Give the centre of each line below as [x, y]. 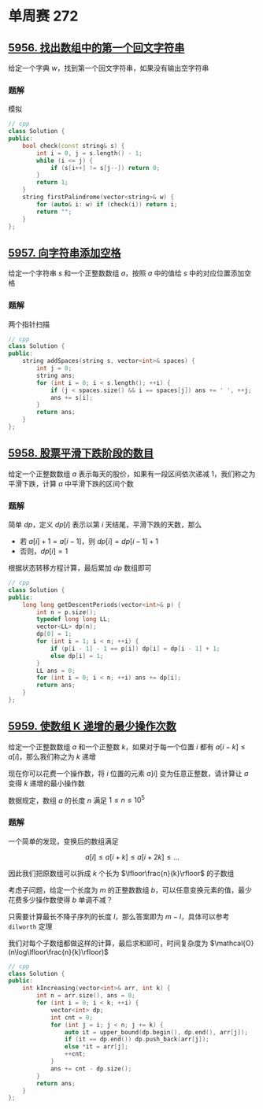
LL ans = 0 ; [56, 671]
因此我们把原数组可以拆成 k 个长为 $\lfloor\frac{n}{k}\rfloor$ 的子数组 [121, 873]
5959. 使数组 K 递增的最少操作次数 [93, 726]
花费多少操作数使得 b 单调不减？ [61, 900]
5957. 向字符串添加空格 [65, 253]
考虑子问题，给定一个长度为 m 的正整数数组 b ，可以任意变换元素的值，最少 [130, 889]
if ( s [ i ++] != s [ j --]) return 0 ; [105, 168]
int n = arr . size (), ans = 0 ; [86, 996]
